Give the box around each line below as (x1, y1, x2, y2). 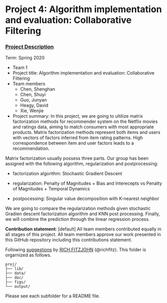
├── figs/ (5, 280, 26, 285)
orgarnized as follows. (5, 252, 52, 258)
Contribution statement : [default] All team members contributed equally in (5, 226, 162, 232)
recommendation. (12, 146, 50, 152)
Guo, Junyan (20, 97, 47, 103)
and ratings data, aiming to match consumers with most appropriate (12, 124, 154, 130)
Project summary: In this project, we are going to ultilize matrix (12, 113, 143, 119)
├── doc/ (5, 275, 24, 280)
